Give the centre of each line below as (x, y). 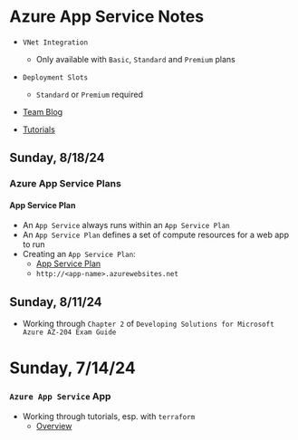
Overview (54, 426)
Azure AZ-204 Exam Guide (69, 332)
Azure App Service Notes (107, 17)
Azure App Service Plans (66, 184)
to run (34, 244)
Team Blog (43, 111)
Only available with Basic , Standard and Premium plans (135, 59)
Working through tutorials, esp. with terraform (109, 416)
